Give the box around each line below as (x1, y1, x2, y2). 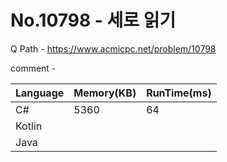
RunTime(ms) (146, 86, 212, 100)
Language (15, 86, 65, 100)
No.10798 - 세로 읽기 (10, 9, 177, 32)
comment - (10, 62, 57, 74)
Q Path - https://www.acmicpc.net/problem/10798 (10, 42, 217, 55)
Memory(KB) (73, 86, 137, 100)
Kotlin (15, 119, 43, 133)
